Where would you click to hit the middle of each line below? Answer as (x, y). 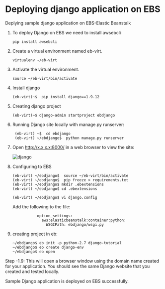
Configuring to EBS (32, 166)
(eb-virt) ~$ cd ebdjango (42, 134)
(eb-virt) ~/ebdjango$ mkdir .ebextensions (58, 184)
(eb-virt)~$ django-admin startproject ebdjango (64, 115)
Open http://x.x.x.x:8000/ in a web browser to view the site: (73, 147)
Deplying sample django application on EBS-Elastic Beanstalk (68, 23)
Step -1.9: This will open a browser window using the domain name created (82, 261)
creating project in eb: (35, 234)
